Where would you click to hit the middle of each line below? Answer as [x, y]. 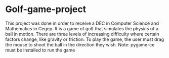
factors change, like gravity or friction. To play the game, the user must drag [85, 39]
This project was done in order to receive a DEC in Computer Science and [82, 23]
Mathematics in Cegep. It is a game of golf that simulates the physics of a [82, 28]
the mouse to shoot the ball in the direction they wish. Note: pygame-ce [80, 44]
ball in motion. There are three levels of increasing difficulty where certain [82, 34]
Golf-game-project [46, 9]
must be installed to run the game [40, 50]
